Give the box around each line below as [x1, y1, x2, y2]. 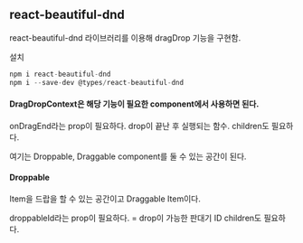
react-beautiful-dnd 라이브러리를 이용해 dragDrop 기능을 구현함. [9, 32, 241, 43]
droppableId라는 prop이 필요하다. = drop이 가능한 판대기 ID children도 [9, 212, 262, 223]
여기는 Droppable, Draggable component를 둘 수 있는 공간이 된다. [9, 151, 247, 162]
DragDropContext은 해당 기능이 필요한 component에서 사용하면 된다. [9, 98, 260, 109]
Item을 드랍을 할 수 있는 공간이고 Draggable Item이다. [9, 193, 201, 204]
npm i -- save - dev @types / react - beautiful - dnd [9, 78, 184, 87]
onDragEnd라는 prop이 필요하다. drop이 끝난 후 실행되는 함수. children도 [9, 120, 270, 131]
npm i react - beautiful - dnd [9, 70, 111, 79]
